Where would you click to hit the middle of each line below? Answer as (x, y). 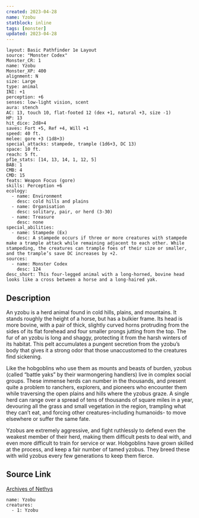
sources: (17, 259)
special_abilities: (30, 228)
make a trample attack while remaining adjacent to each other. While (95, 243)
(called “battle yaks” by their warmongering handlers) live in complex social (99, 374)
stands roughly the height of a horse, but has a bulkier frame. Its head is (94, 318)
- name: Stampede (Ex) (40, 233)
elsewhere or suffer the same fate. (48, 418)
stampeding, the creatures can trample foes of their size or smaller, (97, 249)
